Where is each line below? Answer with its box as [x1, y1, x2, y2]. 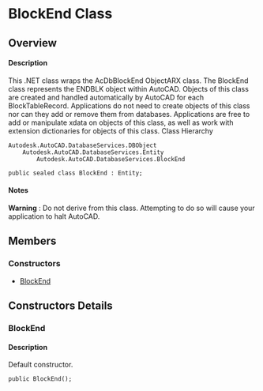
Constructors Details [8, 299, 113, 313]
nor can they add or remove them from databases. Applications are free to [8, 109, 250, 118]
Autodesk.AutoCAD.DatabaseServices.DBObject [8, 141, 157, 149]
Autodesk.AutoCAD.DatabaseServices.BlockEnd [36, 155, 186, 163]
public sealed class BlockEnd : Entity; [8, 169, 144, 177]
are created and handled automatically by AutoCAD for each [8, 92, 205, 102]
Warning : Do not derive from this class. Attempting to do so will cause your [8, 203, 255, 212]
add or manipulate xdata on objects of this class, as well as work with [8, 118, 235, 127]
